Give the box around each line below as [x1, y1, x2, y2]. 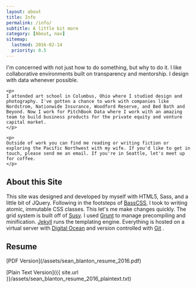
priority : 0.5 [11, 48, 46, 54]
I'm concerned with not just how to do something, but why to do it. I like [6, 64, 182, 71]
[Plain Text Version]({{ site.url [6, 269, 79, 276]
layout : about [6, 8, 42, 15]
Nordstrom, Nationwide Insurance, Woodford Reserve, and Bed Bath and [6, 104, 185, 109]
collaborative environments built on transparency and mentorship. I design [6, 70, 189, 77]
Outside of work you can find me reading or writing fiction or [6, 140, 169, 146]
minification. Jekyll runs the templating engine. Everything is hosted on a [6, 218, 185, 225]
